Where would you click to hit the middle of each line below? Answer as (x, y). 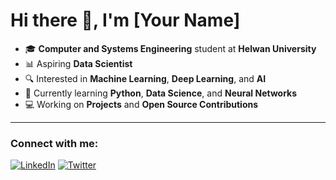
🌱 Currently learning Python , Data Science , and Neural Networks (161, 93)
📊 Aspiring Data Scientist (78, 63)
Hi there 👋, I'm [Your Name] (125, 20)
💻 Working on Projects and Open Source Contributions (141, 104)
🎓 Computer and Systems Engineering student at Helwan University (170, 48)
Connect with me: (54, 143)
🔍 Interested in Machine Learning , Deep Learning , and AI (145, 78)
